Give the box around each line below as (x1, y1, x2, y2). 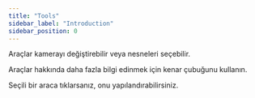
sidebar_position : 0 (8, 27, 79, 35)
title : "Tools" (8, 11, 60, 20)
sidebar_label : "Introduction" (8, 19, 114, 28)
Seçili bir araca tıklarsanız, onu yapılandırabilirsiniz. (8, 80, 179, 90)
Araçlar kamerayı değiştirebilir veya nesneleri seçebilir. (8, 49, 191, 59)
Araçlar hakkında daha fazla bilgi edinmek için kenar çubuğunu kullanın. (8, 65, 248, 75)
